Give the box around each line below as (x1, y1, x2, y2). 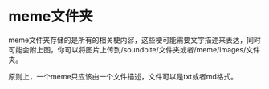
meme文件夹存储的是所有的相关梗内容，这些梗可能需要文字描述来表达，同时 (8, 35, 261, 44)
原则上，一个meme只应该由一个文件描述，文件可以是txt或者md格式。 (8, 72, 238, 81)
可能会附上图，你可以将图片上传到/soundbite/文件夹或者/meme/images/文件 (8, 44, 261, 54)
